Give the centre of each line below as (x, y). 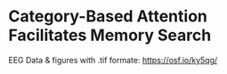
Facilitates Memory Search (110, 35)
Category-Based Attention (108, 16)
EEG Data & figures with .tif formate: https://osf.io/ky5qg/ (113, 60)
